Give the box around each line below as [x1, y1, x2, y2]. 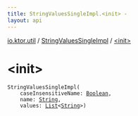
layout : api [7, 17, 42, 24]
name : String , [20, 96, 61, 103]
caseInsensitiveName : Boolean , [20, 90, 112, 97]
